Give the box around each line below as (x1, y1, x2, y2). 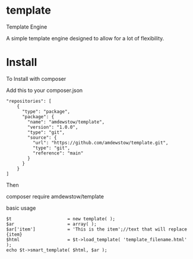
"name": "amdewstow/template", (27, 119, 105, 125)
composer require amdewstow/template (6, 192, 104, 200)
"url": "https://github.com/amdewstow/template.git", (32, 140, 169, 146)
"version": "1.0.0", (27, 124, 78, 130)
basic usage (6, 204, 36, 211)
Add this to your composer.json (6, 87, 83, 94)
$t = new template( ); (6, 216, 116, 222)
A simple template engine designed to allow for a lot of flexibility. (6, 34, 164, 42)
